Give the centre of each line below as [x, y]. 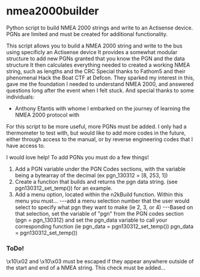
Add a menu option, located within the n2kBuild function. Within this [99, 194]
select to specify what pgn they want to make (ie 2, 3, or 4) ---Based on [104, 207]
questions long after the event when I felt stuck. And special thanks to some [100, 90]
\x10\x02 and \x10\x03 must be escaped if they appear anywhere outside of [100, 261]
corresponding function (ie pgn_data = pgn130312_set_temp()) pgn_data [104, 226]
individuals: [20, 97]
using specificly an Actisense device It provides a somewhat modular [92, 52]
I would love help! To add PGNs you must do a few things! [77, 157]
